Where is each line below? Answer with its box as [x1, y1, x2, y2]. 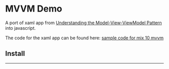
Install [5, 49, 25, 58]
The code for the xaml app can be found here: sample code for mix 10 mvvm [5, 35, 164, 41]
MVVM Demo [5, 3, 62, 15]
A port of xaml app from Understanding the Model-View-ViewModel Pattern [5, 20, 162, 26]
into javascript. [5, 25, 36, 31]
